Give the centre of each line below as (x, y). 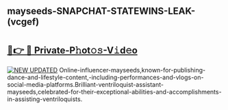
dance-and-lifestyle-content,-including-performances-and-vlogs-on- (105, 77)
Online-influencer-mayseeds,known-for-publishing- (132, 70)
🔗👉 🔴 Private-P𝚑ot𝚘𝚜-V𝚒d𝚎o (73, 50)
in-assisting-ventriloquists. (45, 99)
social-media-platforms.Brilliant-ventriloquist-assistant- (86, 84)
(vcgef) (23, 22)
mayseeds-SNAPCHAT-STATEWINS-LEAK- (101, 11)
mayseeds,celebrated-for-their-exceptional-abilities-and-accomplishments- (114, 92)
